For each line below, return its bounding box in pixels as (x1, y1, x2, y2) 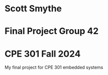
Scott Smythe (4, 3, 62, 14)
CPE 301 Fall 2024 (4, 48, 81, 59)
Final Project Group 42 (4, 26, 99, 37)
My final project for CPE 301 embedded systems (4, 65, 104, 71)
